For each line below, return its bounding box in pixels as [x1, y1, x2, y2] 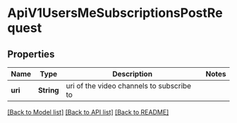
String [37, 86, 59, 95]
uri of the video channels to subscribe [66, 81, 192, 90]
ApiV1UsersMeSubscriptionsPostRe [7, 5, 224, 21]
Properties [7, 48, 55, 60]
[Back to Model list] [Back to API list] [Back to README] [7, 108, 169, 116]
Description [112, 69, 153, 78]
